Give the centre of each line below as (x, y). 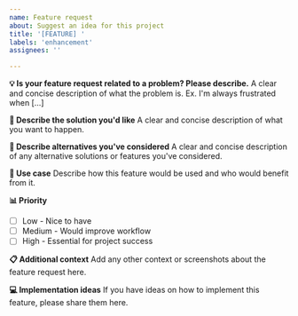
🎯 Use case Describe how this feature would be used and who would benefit (149, 173)
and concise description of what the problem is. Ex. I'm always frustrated (143, 93)
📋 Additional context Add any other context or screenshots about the (137, 259)
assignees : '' (35, 51)
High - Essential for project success (87, 241)
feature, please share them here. (69, 303)
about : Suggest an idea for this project (87, 26)
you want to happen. (47, 130)
